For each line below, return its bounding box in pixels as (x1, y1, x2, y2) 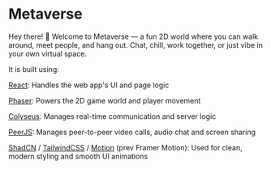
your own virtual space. (8, 49, 88, 58)
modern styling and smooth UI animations (8, 151, 148, 161)
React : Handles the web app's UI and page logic (8, 80, 170, 90)
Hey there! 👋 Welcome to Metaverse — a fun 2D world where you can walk (8, 32, 259, 41)
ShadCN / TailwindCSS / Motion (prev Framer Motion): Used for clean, (8, 142, 243, 152)
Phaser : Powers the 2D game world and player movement (8, 95, 201, 105)
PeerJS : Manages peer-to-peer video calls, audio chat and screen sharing (8, 127, 256, 137)
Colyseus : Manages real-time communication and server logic (8, 111, 217, 121)
